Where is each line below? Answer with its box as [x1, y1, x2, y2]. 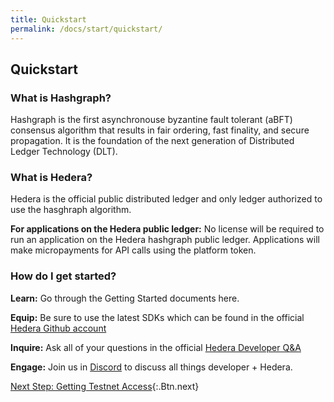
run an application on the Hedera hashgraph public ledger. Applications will [10, 234, 320, 246]
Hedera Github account [10, 322, 107, 334]
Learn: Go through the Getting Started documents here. [10, 292, 240, 304]
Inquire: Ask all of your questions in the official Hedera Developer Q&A [10, 341, 302, 353]
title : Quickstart [10, 14, 87, 25]
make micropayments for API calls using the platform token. [10, 244, 257, 256]
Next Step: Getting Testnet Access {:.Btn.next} [10, 380, 200, 392]
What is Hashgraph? [10, 91, 112, 105]
